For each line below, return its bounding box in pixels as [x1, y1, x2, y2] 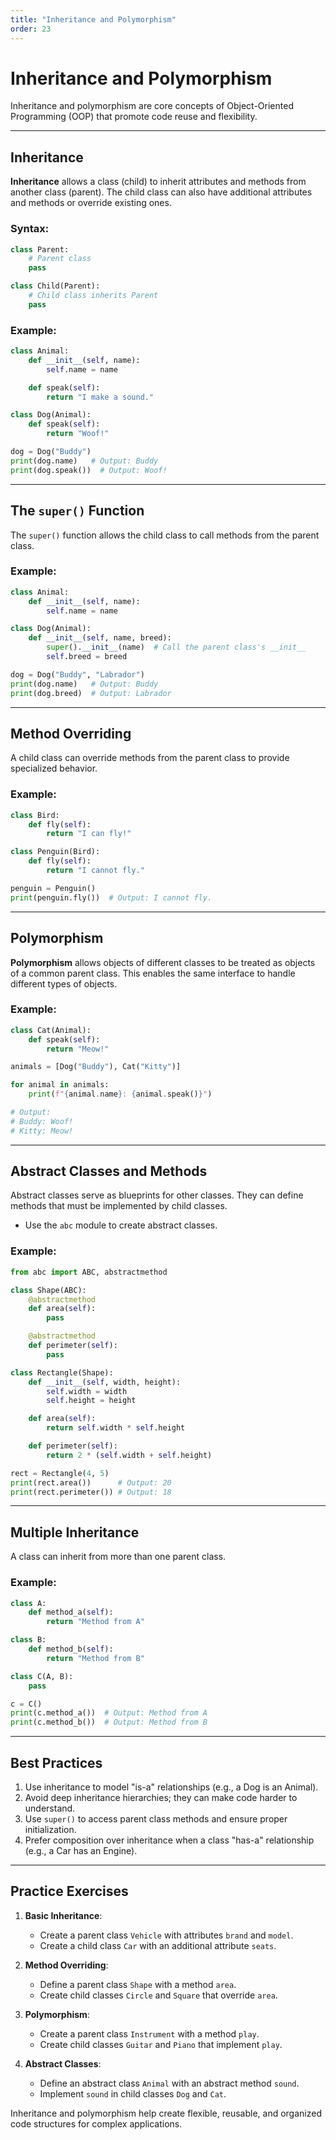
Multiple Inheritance [10, 1524, 140, 1541]
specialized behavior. [10, 762, 98, 775]
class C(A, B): [10, 1671, 74, 1681]
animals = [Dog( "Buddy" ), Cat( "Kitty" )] [10, 1062, 182, 1072]
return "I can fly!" [46, 829, 132, 839]
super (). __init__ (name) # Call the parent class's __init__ [46, 642, 307, 653]
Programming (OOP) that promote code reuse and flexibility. [10, 111, 258, 123]
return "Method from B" [46, 1653, 145, 1663]
